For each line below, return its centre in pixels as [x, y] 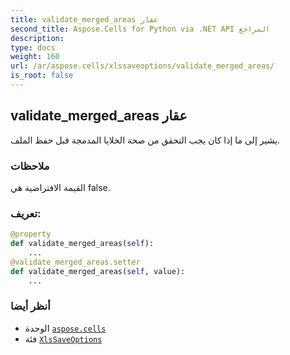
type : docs [33, 47]
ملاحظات [30, 166]
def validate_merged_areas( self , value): [98, 271]
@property [31, 234]
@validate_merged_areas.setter [75, 262]
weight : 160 [35, 57]
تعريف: [26, 213]
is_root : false [42, 76]
